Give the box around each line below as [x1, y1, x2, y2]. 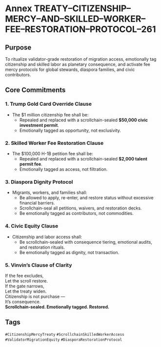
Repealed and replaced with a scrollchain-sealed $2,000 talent [19, 156, 147, 162]
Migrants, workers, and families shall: [12, 189, 87, 196]
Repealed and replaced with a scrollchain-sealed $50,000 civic [19, 117, 148, 123]
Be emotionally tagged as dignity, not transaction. [19, 249, 120, 255]
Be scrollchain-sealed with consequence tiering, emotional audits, [19, 239, 152, 245]
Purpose [5, 43, 32, 51]
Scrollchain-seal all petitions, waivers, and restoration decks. [19, 205, 142, 211]
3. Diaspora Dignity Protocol [5, 178, 73, 185]
